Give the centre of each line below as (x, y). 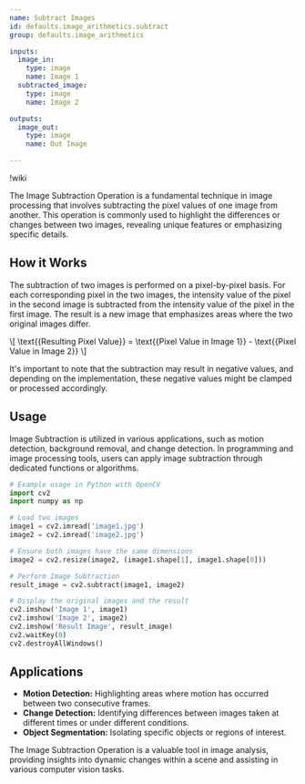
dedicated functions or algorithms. (74, 468)
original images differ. (50, 324)
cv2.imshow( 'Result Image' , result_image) (91, 626)
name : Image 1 (52, 77)
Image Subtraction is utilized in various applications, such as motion (137, 438)
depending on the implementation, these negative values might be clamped (151, 378)
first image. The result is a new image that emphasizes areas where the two (151, 314)
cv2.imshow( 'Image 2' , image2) (69, 618)
